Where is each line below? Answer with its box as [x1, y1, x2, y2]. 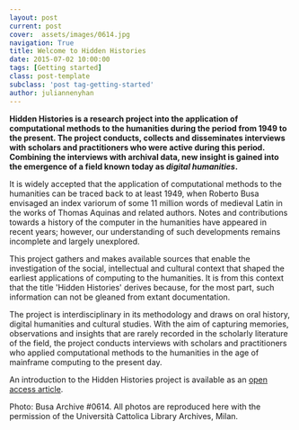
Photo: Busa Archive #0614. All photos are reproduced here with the [9, 401, 261, 412]
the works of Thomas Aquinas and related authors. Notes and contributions [9, 207, 288, 218]
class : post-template [9, 72, 91, 81]
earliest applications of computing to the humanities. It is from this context [9, 272, 285, 283]
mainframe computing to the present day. [9, 356, 163, 367]
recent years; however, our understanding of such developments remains [9, 226, 281, 237]
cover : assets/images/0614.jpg [9, 30, 130, 39]
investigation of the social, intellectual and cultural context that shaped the [9, 263, 285, 273]
